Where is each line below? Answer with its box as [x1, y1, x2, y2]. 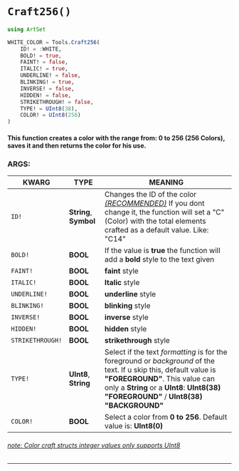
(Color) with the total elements [104, 216, 206, 226]
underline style [104, 289, 156, 299]
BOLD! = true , [20, 52, 62, 59]
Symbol [68, 216, 96, 226]
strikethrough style [104, 336, 171, 346]
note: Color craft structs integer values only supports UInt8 [7, 440, 181, 450]
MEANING [149, 177, 184, 187]
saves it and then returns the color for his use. [7, 141, 147, 150]
